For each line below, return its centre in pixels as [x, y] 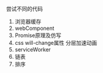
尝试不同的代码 [24, 9]
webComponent [35, 28]
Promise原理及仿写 [38, 35]
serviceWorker [33, 49]
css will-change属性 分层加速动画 [56, 43]
